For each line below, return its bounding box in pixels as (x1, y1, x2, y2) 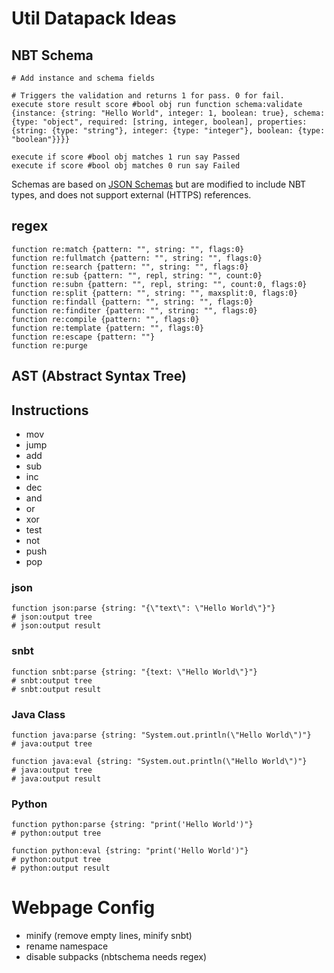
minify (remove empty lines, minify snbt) (25, 930, 193, 942)
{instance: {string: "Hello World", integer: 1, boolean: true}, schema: (11, 108, 326, 118)
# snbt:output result (11, 684, 102, 694)
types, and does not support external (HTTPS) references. (11, 189, 252, 201)
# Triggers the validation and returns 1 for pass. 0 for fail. (11, 91, 285, 101)
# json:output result (11, 621, 102, 631)
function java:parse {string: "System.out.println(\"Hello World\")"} (11, 730, 312, 740)
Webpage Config (11, 897, 156, 919)
